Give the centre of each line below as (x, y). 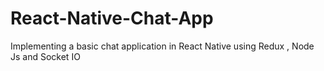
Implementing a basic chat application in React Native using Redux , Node (162, 46)
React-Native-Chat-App (112, 18)
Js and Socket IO (45, 56)
